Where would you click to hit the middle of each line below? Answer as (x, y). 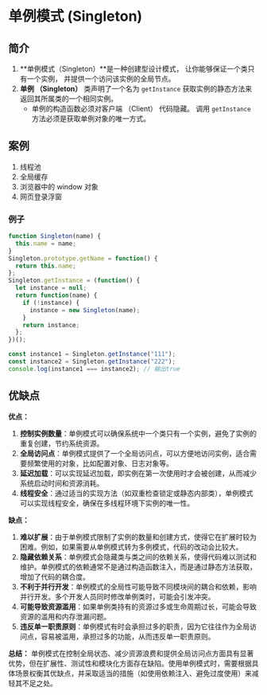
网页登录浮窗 (41, 197)
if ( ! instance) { (51, 303)
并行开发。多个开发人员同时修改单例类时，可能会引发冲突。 (117, 596)
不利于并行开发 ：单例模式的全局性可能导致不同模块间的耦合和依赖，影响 (138, 587)
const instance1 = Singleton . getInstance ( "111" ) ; (92, 354)
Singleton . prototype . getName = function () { (83, 258)
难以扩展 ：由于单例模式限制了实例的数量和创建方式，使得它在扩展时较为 (138, 537)
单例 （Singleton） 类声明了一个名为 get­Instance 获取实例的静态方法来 (136, 89)
